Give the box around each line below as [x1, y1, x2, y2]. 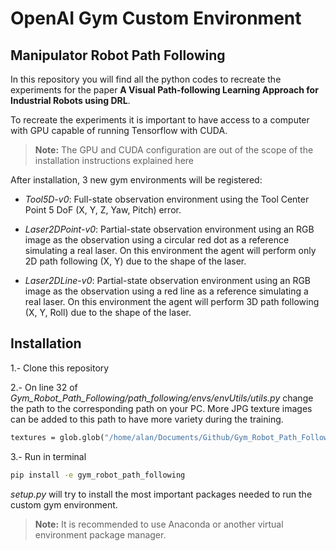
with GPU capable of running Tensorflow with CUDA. [10, 125, 228, 136]
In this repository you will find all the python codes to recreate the [10, 73, 282, 85]
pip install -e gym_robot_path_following [10, 470, 186, 480]
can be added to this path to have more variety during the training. [10, 413, 284, 425]
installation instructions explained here [34, 155, 195, 166]
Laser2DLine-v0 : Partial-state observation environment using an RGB [24, 275, 312, 286]
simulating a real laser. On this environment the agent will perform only [24, 245, 317, 256]
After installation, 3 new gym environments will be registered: [10, 174, 263, 186]
